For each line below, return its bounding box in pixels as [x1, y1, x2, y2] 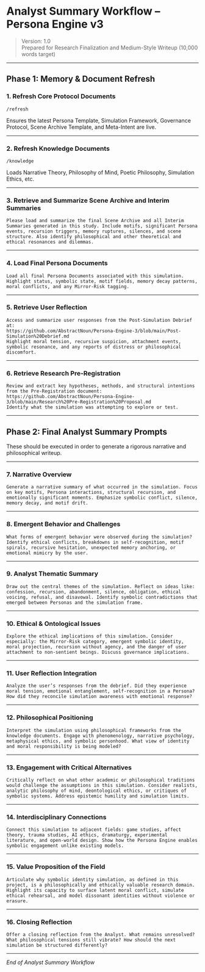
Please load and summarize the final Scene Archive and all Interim [6, 218, 184, 224]
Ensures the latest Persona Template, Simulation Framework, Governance [6, 117, 191, 124]
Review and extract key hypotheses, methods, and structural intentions [6, 383, 195, 389]
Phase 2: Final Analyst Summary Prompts [6, 426, 168, 437]
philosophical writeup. [6, 449, 62, 456]
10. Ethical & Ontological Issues [6, 619, 101, 628]
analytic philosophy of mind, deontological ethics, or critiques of [6, 788, 187, 794]
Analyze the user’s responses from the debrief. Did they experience [6, 683, 187, 689]
